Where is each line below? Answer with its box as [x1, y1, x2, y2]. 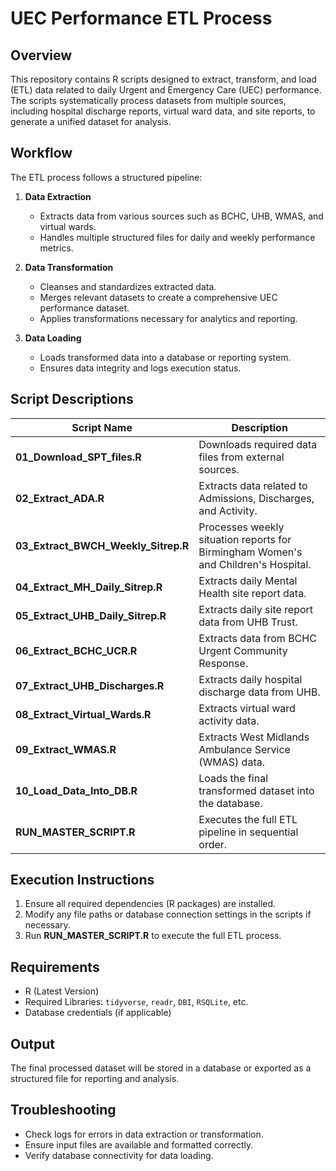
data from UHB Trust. [198, 615, 298, 629]
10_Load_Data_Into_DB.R [15, 783, 138, 797]
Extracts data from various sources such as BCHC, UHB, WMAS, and [39, 210, 324, 222]
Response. [198, 656, 249, 670]
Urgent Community [198, 643, 288, 657]
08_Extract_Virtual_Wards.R [15, 707, 152, 721]
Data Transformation [24, 261, 114, 273]
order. [198, 837, 228, 851]
